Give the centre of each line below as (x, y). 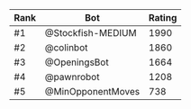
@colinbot (66, 47)
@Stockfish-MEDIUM (91, 33)
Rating (163, 18)
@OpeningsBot (77, 62)
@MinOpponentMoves (92, 91)
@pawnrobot (72, 77)
